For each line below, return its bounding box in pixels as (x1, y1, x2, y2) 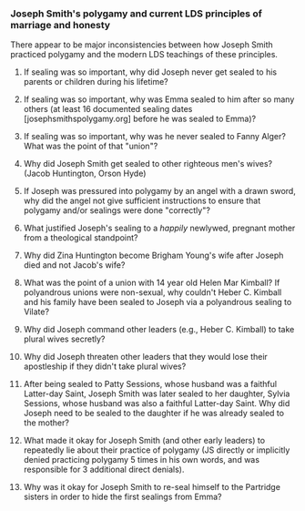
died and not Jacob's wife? (23, 260, 126, 271)
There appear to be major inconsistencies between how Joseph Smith (10, 39, 274, 50)
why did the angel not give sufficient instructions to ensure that (23, 195, 261, 207)
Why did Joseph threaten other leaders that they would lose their (23, 352, 268, 363)
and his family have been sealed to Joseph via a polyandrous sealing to (23, 297, 292, 308)
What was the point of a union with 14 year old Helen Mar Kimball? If (23, 277, 280, 289)
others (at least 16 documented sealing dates (23, 104, 193, 115)
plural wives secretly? (23, 333, 106, 344)
